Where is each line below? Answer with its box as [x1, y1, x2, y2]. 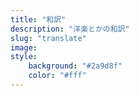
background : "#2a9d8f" [28, 61, 123, 71]
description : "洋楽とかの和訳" [10, 24, 130, 34]
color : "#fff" [28, 71, 87, 81]
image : [10, 42, 38, 53]
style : [10, 52, 38, 62]
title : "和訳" [10, 14, 67, 25]
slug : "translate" [10, 33, 87, 43]
